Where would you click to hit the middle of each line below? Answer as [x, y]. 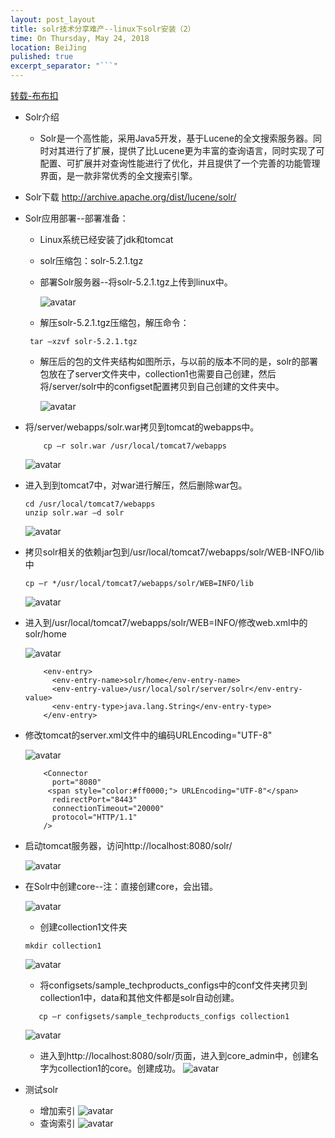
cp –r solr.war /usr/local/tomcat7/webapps [135, 446]
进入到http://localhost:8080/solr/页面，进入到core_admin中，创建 [174, 1055]
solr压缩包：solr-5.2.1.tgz [91, 260]
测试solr [41, 1089]
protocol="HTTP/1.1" [94, 817]
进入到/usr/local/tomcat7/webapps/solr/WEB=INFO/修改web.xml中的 [166, 622]
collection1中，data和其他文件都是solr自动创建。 [139, 997]
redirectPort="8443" [94, 800]
